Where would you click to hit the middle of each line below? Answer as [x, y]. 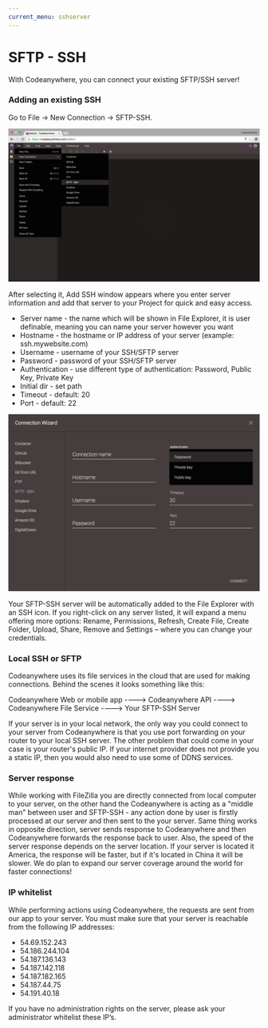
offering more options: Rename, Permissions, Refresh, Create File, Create [129, 620]
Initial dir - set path [51, 386]
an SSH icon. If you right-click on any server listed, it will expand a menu [128, 612]
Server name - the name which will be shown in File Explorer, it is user [135, 318]
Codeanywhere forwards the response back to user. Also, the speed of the [131, 838]
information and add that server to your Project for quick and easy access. [130, 302]
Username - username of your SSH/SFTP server [99, 352]
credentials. [28, 637]
